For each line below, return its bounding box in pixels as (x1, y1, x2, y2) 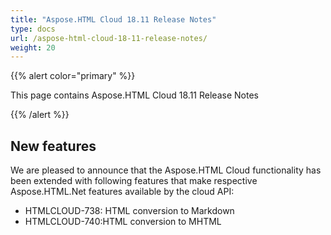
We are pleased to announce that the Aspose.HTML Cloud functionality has (10, 164, 322, 176)
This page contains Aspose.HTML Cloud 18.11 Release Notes (10, 89, 259, 101)
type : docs (10, 24, 56, 34)
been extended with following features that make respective (10, 175, 258, 187)
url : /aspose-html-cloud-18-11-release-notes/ (10, 33, 208, 43)
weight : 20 (10, 42, 56, 53)
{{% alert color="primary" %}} (10, 70, 136, 82)
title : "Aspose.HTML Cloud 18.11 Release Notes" (10, 14, 217, 25)
